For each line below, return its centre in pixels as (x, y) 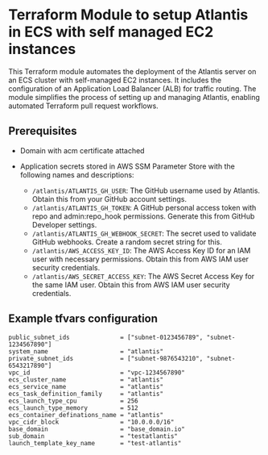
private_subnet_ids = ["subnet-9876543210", (106, 358)
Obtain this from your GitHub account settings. (109, 198)
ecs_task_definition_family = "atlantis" (86, 394)
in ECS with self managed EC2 (111, 32)
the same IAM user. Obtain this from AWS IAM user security (131, 285)
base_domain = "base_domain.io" (97, 429)
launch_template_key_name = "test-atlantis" (95, 443)
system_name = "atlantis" (86, 351)
